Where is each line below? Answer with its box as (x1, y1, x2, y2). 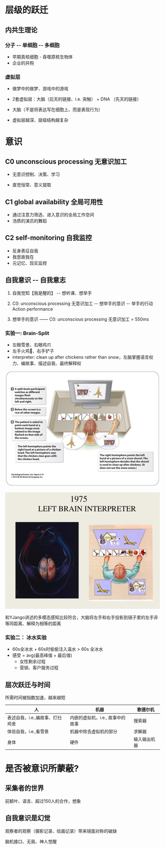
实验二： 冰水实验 (5, 634, 47, 641)
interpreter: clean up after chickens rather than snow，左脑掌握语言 (12, 354, 149, 360)
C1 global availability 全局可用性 (5, 198, 103, 206)
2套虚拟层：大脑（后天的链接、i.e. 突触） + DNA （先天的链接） (12, 96, 141, 102)
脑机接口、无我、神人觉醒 (5, 838, 57, 844)
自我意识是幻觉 (5, 814, 51, 822)
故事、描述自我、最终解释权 (25, 360, 82, 366)
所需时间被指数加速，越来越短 (5, 695, 65, 701)
